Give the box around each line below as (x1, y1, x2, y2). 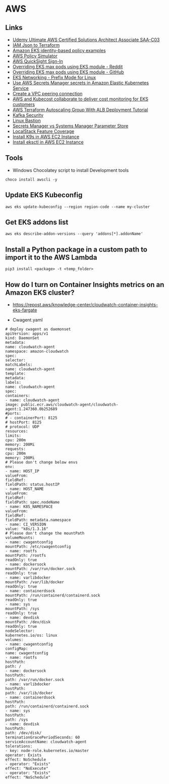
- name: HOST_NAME (5, 486, 44, 492)
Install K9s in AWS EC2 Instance (12, 134, 80, 139)
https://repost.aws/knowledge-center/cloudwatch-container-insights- (12, 302, 158, 308)
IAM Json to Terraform (12, 42, 60, 48)
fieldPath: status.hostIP (5, 482, 60, 487)
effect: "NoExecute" (5, 766, 49, 771)
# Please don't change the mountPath (5, 531, 85, 536)
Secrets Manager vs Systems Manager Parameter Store (12, 123, 129, 129)
